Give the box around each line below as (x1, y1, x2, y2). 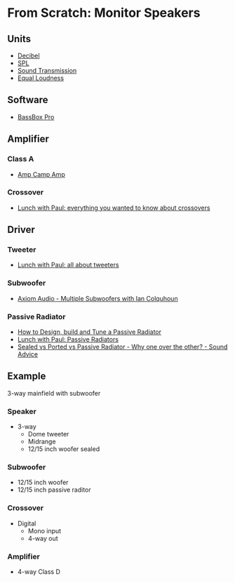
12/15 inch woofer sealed (27, 445, 100, 453)
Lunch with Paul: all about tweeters (17, 261, 119, 269)
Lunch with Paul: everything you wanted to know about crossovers (17, 203, 210, 212)
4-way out (27, 534, 58, 542)
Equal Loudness (17, 74, 65, 82)
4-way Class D (17, 568, 61, 576)
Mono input (27, 526, 62, 535)
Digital (17, 519, 36, 528)
